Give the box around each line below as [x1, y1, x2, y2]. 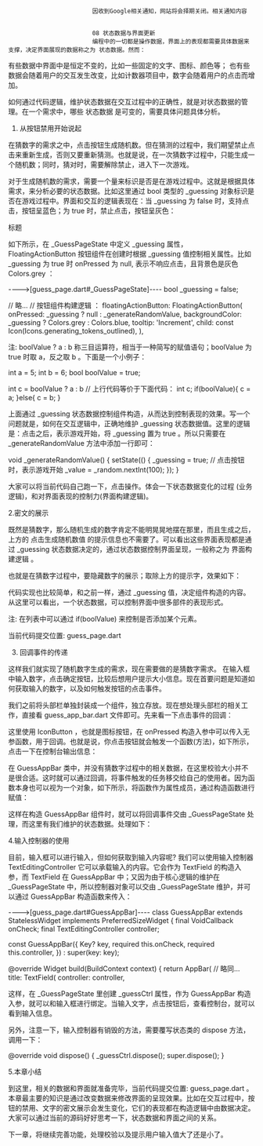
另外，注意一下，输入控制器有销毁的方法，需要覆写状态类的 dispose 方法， [8, 1025, 250, 1035]
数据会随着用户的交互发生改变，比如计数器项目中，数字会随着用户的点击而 [8, 71, 248, 80]
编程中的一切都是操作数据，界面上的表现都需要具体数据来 [92, 38, 250, 46]
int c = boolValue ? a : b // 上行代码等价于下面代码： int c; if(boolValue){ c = [8, 384, 251, 393]
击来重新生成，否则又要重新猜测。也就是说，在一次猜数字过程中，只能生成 [8, 150, 248, 159]
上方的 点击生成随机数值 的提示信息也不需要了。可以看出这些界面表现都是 [8, 535, 245, 544]
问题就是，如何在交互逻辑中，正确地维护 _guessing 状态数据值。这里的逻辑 [8, 419, 250, 428]
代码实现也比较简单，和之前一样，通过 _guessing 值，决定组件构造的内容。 [8, 588, 250, 597]
